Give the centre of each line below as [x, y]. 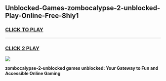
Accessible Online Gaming [33, 73]
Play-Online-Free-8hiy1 [42, 16]
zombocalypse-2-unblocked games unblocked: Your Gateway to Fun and [82, 68]
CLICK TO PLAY [24, 30]
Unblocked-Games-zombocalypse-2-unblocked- [83, 8]
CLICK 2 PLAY [22, 48]
